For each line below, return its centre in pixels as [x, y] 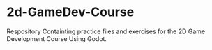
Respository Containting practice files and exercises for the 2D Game [106, 31]
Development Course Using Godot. [57, 38]
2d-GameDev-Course [70, 12]
